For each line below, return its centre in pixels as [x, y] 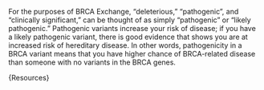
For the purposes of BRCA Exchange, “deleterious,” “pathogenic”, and [124, 12]
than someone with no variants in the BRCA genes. [92, 62]
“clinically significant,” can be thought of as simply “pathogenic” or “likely [130, 20]
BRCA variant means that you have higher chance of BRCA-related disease [132, 54]
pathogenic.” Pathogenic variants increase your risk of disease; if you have [132, 28]
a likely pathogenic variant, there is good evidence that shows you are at [128, 37]
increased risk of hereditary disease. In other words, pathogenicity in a [125, 45]
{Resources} [29, 78]
